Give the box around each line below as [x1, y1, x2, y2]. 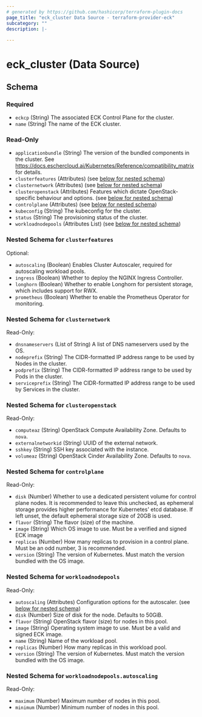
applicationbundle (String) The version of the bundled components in [15, 149, 190, 157]
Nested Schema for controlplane [6, 467, 104, 476]
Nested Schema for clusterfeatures [6, 235, 114, 244]
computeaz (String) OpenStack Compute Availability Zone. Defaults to [15, 427, 187, 434]
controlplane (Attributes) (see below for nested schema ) [15, 201, 157, 208]
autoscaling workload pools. [15, 267, 86, 275]
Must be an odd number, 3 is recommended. [15, 544, 126, 552]
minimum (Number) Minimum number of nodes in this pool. [15, 704, 160, 711]
